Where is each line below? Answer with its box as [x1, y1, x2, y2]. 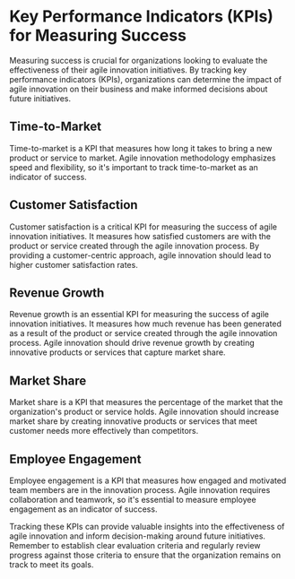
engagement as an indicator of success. [9, 504, 158, 514]
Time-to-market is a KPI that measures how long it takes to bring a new [9, 143, 273, 153]
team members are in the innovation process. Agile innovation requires [9, 485, 271, 495]
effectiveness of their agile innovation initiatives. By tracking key [9, 65, 247, 75]
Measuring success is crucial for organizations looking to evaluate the [9, 55, 268, 65]
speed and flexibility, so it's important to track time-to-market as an [9, 161, 258, 172]
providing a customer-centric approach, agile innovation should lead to [9, 249, 272, 261]
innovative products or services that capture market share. [9, 347, 226, 358]
